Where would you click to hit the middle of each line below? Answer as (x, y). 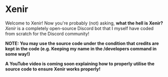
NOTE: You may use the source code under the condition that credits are (82, 43)
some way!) (18, 54)
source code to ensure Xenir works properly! (53, 69)
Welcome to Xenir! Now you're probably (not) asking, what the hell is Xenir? (84, 23)
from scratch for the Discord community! (47, 33)
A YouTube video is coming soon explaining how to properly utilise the (80, 63)
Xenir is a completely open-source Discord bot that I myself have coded (79, 28)
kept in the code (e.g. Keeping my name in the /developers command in (81, 48)
